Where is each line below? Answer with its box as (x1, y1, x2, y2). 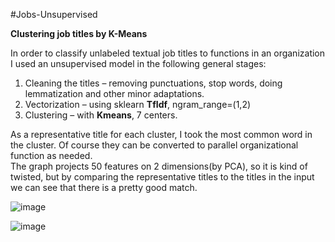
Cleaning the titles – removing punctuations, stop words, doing (24, 77, 283, 89)
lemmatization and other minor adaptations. (24, 88, 205, 99)
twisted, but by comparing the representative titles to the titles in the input (10, 171, 315, 183)
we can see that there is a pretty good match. (10, 182, 198, 193)
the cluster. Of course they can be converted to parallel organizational (10, 139, 299, 151)
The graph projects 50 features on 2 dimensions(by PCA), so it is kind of (10, 160, 308, 172)
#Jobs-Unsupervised (10, 9, 98, 20)
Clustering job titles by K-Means (10, 28, 148, 39)
